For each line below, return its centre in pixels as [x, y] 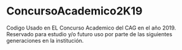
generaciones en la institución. [45, 40]
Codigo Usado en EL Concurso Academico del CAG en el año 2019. [91, 28]
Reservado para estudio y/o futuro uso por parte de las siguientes [89, 34]
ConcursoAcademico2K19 [74, 11]
